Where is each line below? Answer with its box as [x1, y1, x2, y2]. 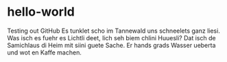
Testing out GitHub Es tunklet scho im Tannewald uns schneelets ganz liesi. [7, 27, 221, 35]
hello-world [7, 4, 75, 20]
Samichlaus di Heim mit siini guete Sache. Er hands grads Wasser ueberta [7, 41, 216, 49]
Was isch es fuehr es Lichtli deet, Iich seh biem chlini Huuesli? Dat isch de [7, 33, 216, 42]
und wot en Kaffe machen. [7, 48, 82, 57]
